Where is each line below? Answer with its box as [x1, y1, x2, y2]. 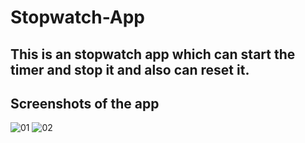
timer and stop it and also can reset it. [10, 61, 250, 78]
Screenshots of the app [10, 95, 160, 112]
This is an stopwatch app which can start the [10, 46, 296, 63]
